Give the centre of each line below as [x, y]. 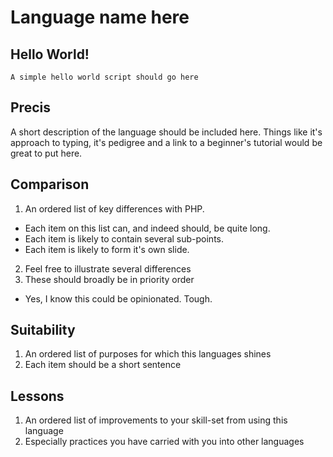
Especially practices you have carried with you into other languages [164, 442]
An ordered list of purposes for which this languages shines [148, 354]
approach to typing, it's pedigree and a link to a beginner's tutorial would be [166, 142]
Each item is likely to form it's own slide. [107, 249]
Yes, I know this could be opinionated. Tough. [118, 298]
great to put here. [46, 153]
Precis [30, 107]
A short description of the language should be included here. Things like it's [166, 132]
